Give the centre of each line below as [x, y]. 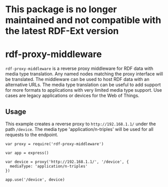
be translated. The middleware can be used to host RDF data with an [77, 79]
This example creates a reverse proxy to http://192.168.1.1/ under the [81, 124]
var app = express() [27, 153]
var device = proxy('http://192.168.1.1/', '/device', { [67, 162]
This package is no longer [61, 9]
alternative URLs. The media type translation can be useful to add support [83, 85]
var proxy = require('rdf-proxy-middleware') [54, 144]
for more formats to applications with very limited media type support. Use [84, 90]
